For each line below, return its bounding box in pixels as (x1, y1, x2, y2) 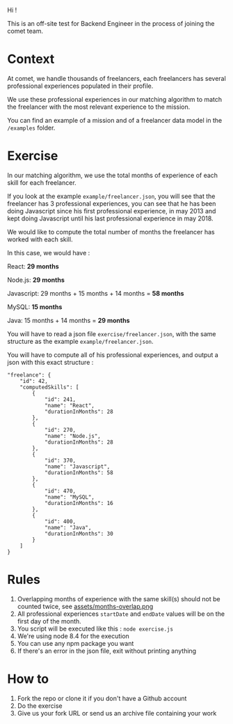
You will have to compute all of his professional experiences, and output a (7, 350, 219, 359)
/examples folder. (7, 123, 56, 132)
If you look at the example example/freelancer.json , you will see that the (7, 192, 216, 200)
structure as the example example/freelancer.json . (7, 337, 154, 345)
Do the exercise (17, 701, 63, 710)
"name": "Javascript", (44, 463, 111, 470)
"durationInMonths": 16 (44, 499, 113, 506)
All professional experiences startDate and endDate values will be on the (17, 610, 225, 618)
